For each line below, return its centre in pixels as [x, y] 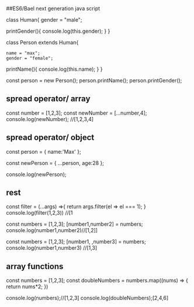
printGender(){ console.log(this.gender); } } [58, 31]
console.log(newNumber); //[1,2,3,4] [50, 119]
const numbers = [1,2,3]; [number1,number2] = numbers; [75, 224]
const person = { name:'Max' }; [44, 151]
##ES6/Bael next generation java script [53, 8]
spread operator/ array [48, 99]
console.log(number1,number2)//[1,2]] [52, 230]
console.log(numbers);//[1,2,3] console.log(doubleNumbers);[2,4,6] [87, 298]
